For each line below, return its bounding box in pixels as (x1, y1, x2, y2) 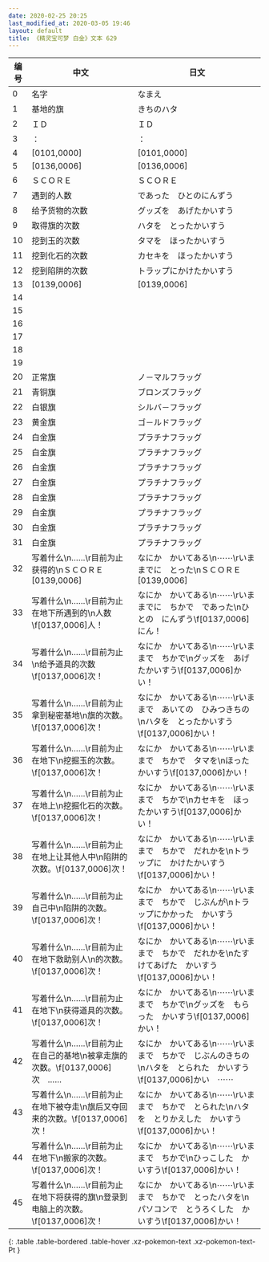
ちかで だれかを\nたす (161, 948, 250, 959)
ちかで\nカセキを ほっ (161, 794, 250, 805)
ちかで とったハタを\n (161, 1191, 250, 1203)
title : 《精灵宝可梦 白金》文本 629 (8, 34, 118, 43)
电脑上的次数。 (31, 1203, 88, 1215)
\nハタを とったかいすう (137, 716, 234, 727)
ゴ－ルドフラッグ (137, 417, 203, 428)
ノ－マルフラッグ (137, 372, 203, 383)
